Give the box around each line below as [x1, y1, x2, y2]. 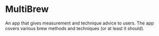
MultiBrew [5, 3, 49, 15]
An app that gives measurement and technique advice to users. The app [5, 20, 154, 26]
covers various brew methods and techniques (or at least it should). [5, 25, 144, 31]
